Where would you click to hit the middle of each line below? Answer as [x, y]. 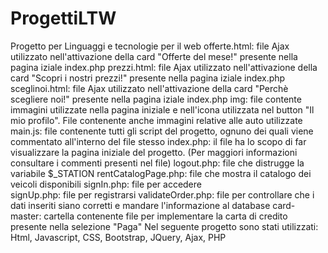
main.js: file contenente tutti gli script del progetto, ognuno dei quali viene [162, 131]
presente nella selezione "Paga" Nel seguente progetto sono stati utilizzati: [164, 226]
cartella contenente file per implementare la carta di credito [165, 216]
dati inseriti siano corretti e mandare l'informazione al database [140, 205]
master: [26, 216]
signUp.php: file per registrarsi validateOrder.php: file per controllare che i [162, 194]
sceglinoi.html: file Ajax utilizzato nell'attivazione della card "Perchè [149, 88]
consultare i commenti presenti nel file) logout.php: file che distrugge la [157, 163]
